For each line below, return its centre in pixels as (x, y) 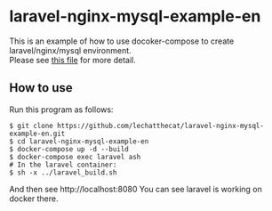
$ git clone (31, 126)
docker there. (34, 199)
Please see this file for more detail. (72, 60)
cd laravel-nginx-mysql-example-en (83, 141)
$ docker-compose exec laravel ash (75, 157)
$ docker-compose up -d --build (69, 149)
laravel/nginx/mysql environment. (70, 50)
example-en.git (37, 134)
